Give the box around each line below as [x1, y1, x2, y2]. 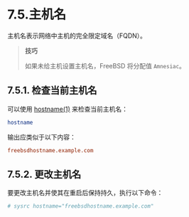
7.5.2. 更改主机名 [7, 168, 82, 180]
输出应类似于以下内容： [7, 132, 76, 141]
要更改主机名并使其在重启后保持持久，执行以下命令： [7, 189, 163, 197]
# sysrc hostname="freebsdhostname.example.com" [7, 203, 154, 210]
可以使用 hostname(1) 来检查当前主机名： [7, 105, 128, 113]
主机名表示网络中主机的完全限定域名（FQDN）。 [7, 31, 147, 40]
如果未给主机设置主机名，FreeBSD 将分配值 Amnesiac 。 [24, 61, 186, 70]
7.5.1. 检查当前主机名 [7, 85, 97, 97]
